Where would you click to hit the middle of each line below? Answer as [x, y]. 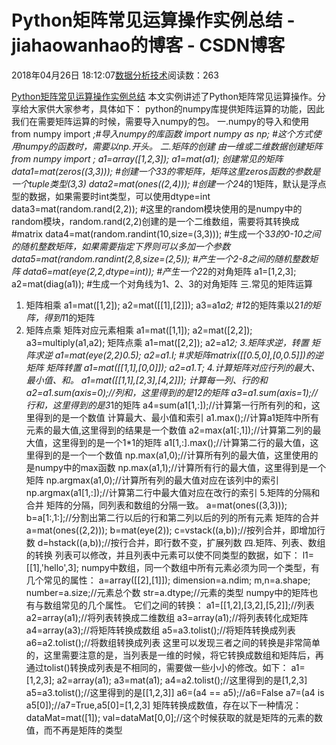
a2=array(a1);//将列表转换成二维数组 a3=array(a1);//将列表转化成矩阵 [167, 617]
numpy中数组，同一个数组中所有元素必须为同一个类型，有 [200, 567]
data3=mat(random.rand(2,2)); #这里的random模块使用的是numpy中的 [157, 208]
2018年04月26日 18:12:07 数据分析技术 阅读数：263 [115, 75]
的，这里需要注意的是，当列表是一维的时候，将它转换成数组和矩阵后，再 [174, 655]
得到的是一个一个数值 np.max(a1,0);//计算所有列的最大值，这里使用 [172, 455]
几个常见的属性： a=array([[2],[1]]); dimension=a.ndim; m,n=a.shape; [168, 580]
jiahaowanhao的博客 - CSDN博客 [148, 45]
